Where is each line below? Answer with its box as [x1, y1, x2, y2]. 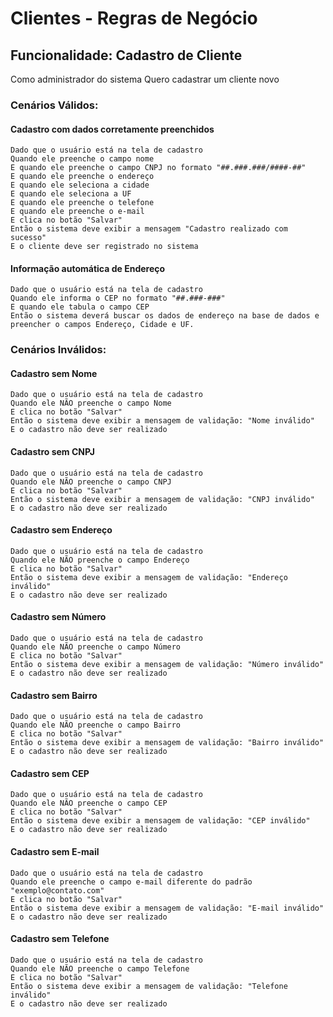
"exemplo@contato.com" [10, 885, 105, 896]
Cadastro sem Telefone [10, 933, 110, 945]
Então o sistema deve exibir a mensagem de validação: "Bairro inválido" [10, 738, 325, 748]
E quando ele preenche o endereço [10, 172, 155, 182]
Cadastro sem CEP [10, 767, 90, 779]
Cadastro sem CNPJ [10, 446, 95, 458]
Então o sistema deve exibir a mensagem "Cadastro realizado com [10, 224, 288, 234]
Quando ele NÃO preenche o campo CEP [10, 798, 168, 809]
